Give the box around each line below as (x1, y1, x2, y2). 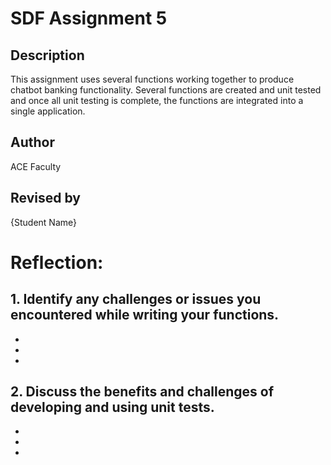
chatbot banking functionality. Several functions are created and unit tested (10, 84, 322, 96)
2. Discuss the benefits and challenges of (10, 383, 275, 401)
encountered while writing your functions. (10, 307, 280, 324)
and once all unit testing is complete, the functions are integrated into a (10, 95, 304, 106)
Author (10, 134, 55, 151)
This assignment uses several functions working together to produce (10, 73, 295, 85)
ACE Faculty (10, 160, 62, 172)
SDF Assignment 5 (10, 7, 168, 30)
